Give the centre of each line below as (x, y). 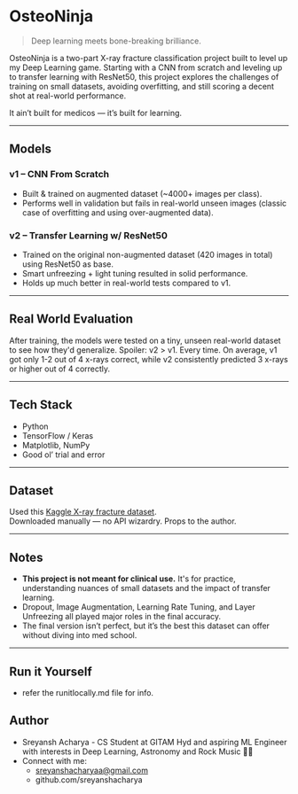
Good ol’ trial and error (63, 455)
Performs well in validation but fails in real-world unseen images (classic (154, 203)
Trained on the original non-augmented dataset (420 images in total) (147, 254)
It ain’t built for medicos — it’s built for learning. (96, 113)
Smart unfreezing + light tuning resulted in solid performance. (135, 273)
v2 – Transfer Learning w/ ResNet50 (89, 235)
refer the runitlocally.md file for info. (87, 692)
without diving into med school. (79, 635)
